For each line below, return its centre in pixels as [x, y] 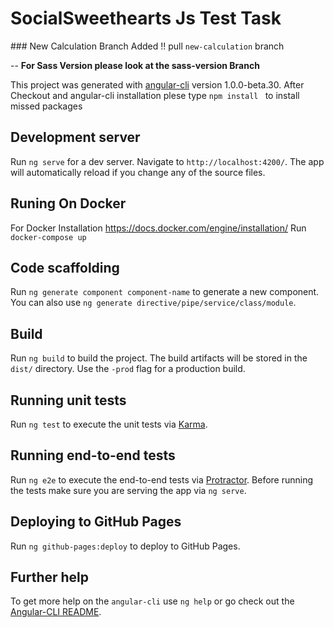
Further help [50, 577]
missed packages [46, 106]
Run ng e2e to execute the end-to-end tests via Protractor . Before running [162, 479]
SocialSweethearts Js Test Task [146, 18]
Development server [75, 137]
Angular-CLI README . [56, 612]
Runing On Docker [68, 203]
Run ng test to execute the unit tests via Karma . [109, 424]
